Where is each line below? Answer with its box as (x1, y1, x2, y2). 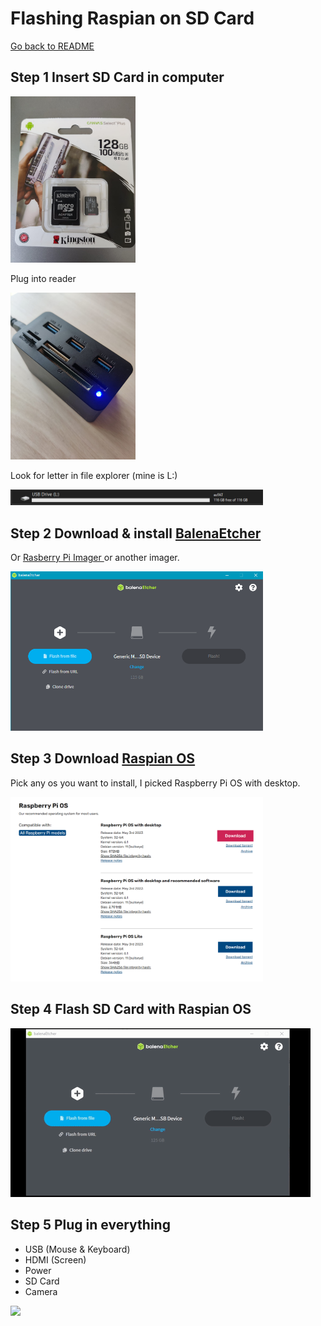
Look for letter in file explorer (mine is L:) (10, 470, 178, 482)
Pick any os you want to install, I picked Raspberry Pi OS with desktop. (10, 777, 301, 789)
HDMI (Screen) (24, 1253, 87, 1266)
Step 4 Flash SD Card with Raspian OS (10, 1001, 252, 1018)
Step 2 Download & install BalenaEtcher (10, 525, 262, 542)
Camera (24, 1285, 58, 1297)
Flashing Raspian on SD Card (10, 7, 255, 30)
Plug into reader (10, 273, 77, 285)
